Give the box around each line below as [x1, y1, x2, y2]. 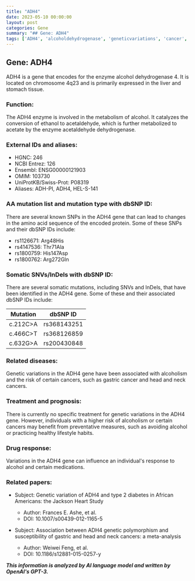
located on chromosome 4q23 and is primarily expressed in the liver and [6, 79, 182, 86]
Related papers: [6, 478, 53, 486]
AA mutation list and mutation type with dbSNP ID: [6, 200, 153, 208]
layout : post [6, 19, 38, 25]
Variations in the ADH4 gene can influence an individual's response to [6, 457, 175, 464]
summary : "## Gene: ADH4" [6, 31, 69, 36]
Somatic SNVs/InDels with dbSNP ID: [6, 271, 113, 279]
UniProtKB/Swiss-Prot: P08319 [14, 179, 89, 186]
